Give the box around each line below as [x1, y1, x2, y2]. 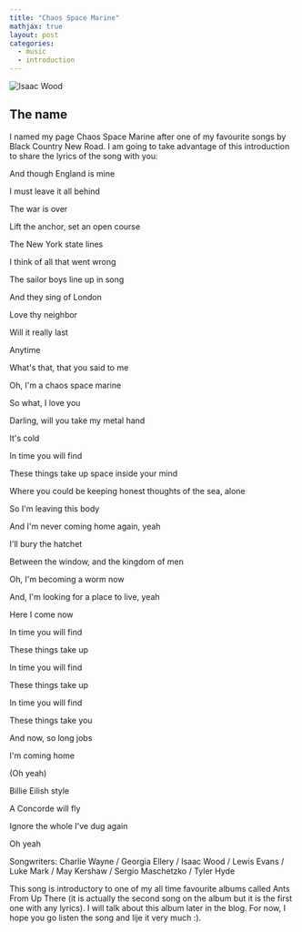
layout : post [9, 30, 59, 39]
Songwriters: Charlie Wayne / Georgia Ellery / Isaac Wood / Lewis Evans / [9, 856, 285, 866]
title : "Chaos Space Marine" [9, 13, 120, 23]
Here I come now [9, 609, 75, 620]
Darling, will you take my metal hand [9, 415, 146, 426]
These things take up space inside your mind [9, 468, 178, 479]
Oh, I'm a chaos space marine [9, 380, 122, 390]
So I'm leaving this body [9, 502, 100, 514]
